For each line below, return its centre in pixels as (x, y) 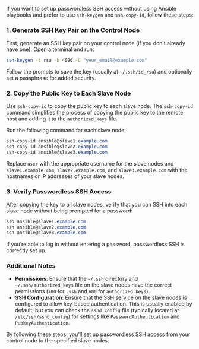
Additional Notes (31, 265)
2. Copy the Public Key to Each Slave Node (69, 93)
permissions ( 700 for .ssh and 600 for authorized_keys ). (82, 291)
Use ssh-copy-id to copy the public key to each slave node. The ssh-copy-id (99, 106)
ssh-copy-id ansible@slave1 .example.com (57, 141)
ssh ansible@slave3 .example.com (46, 233)
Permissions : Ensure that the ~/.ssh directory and (76, 279)
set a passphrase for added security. (51, 78)
